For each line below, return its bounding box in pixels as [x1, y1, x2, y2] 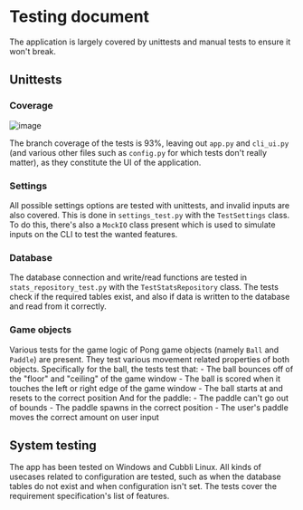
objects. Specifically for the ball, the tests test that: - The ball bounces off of [9, 363, 294, 374]
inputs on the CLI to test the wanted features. [9, 228, 178, 239]
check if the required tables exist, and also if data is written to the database [9, 292, 290, 303]
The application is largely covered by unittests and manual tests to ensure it [9, 36, 291, 47]
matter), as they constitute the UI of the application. [9, 157, 202, 168]
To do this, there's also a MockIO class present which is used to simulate [9, 219, 276, 230]
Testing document [9, 6, 150, 27]
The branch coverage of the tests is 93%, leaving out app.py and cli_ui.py [9, 138, 289, 149]
